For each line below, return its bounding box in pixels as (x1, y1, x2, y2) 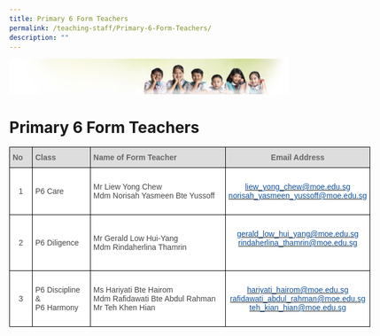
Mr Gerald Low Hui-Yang (92, 233, 179, 244)
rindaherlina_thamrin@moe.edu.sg (237, 238, 358, 248)
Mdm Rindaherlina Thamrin (92, 242, 188, 253)
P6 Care (35, 186, 65, 197)
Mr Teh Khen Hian (92, 302, 156, 313)
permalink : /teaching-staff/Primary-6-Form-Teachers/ (9, 23, 213, 33)
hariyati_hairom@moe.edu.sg (246, 285, 349, 295)
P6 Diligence (35, 238, 80, 248)
